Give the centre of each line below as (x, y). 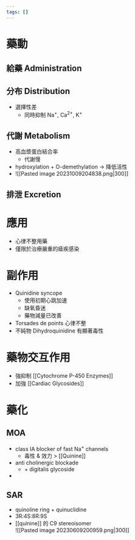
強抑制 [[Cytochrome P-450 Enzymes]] (64, 375)
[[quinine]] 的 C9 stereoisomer (53, 524)
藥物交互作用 (39, 357)
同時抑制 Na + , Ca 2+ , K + (53, 114)
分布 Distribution (38, 91)
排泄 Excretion (34, 194)
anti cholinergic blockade (47, 463)
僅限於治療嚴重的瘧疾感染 (47, 248)
